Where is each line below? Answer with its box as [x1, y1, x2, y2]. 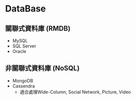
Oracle [12, 48, 26, 54]
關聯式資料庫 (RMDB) [5, 24, 71, 32]
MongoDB [12, 77, 33, 83]
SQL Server [12, 43, 36, 49]
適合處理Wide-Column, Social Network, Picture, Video [19, 88, 131, 95]
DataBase [5, 3, 46, 14]
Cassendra [12, 83, 35, 89]
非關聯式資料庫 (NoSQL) [5, 64, 80, 72]
